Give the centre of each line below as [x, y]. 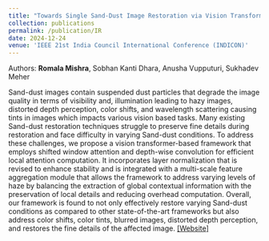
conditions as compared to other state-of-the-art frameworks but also [124, 211]
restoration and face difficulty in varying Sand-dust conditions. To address [131, 135]
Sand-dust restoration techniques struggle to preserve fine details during [129, 127]
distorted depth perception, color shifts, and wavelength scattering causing [132, 110]
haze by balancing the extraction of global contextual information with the [130, 186]
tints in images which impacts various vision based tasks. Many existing [127, 118]
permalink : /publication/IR [55, 30]
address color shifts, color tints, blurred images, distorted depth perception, [133, 220]
